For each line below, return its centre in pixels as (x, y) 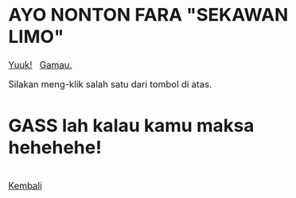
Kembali (25, 186)
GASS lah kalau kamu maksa (131, 125)
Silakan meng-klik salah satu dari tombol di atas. (110, 84)
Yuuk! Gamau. (41, 65)
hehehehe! (55, 147)
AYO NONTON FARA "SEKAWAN (148, 15)
